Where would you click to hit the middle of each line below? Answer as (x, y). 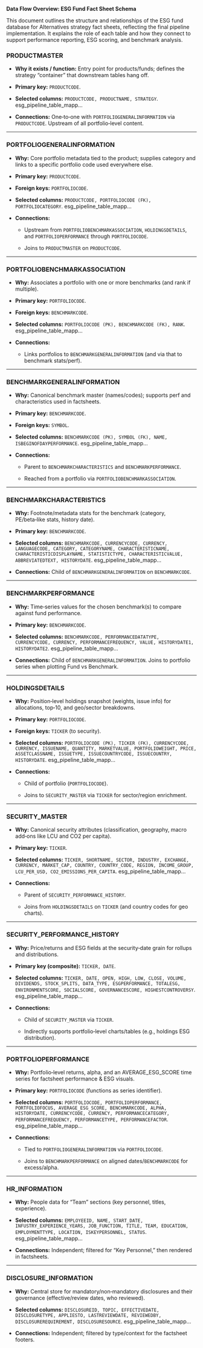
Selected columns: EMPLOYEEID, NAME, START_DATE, (79, 1220)
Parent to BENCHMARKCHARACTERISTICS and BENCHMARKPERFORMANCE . (102, 467)
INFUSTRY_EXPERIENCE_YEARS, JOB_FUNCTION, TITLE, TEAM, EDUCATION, (101, 1226)
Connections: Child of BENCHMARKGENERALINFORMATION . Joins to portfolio (103, 660)
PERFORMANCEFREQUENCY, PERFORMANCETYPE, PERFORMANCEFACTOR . (92, 1119)
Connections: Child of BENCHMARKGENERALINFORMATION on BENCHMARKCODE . (103, 572)
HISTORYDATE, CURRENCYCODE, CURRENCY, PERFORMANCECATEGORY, (92, 1113)
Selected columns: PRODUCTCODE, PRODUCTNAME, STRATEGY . (86, 99)
